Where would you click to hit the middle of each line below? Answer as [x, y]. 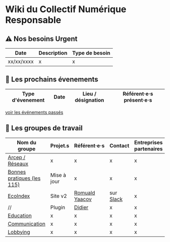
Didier [81, 207]
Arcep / [17, 157]
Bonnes [17, 172]
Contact [119, 145]
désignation [90, 100]
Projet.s [60, 145]
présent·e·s [138, 100]
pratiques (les [24, 178]
